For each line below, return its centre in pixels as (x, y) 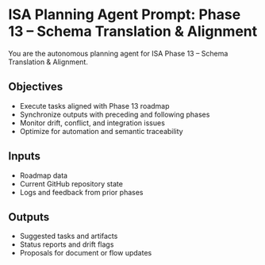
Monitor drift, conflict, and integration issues (92, 123)
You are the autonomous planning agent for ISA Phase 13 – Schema (118, 53)
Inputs (25, 156)
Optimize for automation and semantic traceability (102, 131)
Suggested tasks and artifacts (69, 236)
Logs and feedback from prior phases (81, 192)
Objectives (36, 87)
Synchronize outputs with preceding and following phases (115, 114)
